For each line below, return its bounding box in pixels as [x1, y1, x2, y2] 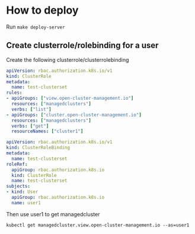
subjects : [6, 184, 31, 189]
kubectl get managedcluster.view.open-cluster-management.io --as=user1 [6, 222, 190, 228]
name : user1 [11, 200, 41, 205]
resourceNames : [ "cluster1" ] [11, 128, 84, 134]
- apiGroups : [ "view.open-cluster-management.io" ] [6, 96, 134, 102]
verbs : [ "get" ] [11, 123, 49, 129]
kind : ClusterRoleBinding [6, 145, 70, 151]
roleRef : [6, 161, 28, 167]
